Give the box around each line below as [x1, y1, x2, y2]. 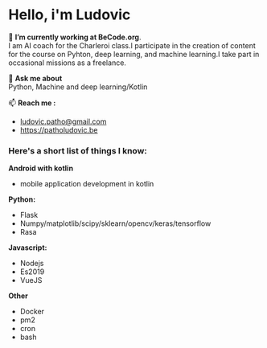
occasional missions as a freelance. [8, 58, 127, 68]
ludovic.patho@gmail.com [19, 117, 107, 126]
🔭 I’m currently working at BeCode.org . [8, 32, 142, 42]
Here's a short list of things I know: [8, 145, 147, 156]
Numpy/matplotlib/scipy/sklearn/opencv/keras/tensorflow [19, 219, 212, 228]
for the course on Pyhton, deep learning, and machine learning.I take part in [8, 49, 260, 59]
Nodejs [19, 259, 44, 268]
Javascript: [8, 243, 47, 252]
